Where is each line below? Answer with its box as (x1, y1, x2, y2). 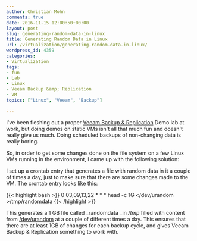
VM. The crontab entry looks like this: (6, 180, 98, 187)
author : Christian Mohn (6, 8, 65, 15)
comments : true (6, 14, 44, 20)
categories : (6, 53, 36, 59)
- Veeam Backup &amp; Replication (6, 86, 92, 92)
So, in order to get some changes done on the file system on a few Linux (6, 149, 185, 157)
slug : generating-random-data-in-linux (6, 31, 105, 37)
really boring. (6, 137, 39, 145)
